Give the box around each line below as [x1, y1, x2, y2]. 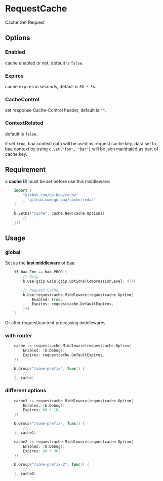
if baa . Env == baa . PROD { [14, 270, 68, 275]
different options [5, 387, 46, 394]
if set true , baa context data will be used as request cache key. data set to [5, 140, 157, 146]
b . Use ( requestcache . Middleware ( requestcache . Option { [23, 292, 134, 298]
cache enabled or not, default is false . [5, 60, 83, 66]
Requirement [5, 165, 46, 174]
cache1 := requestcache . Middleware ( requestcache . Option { [14, 398, 134, 403]
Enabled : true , [31, 297, 63, 302]
